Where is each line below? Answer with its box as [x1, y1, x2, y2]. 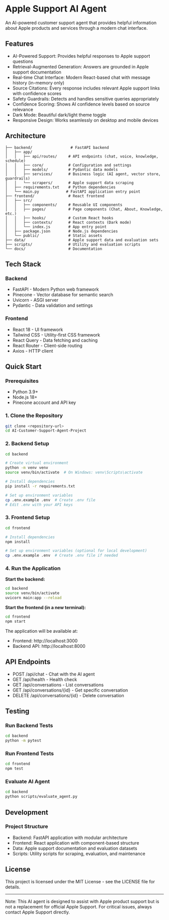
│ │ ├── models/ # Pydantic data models [5, 167, 118, 172]
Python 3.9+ [12, 389, 39, 395]
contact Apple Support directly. [5, 909, 70, 915]
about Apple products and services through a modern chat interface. [5, 25, 148, 31]
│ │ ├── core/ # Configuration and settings [5, 162, 132, 168]
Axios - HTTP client [12, 348, 53, 354]
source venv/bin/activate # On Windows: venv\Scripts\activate [5, 470, 143, 475]
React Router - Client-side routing [12, 343, 83, 349]
